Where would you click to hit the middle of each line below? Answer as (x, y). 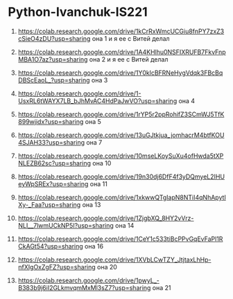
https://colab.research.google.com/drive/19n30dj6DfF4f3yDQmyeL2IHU (121, 176)
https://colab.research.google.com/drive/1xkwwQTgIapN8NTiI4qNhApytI (122, 197)
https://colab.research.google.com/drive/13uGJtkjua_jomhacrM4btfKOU (121, 135)
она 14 (124, 225)
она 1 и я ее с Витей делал (131, 38)
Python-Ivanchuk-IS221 (78, 12)
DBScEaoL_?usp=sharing (54, 80)
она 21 (162, 287)
